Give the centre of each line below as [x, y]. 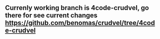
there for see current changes [51, 16]
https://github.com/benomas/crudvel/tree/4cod [80, 23]
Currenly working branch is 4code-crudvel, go [77, 8]
